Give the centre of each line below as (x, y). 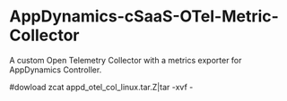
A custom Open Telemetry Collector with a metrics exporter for (126, 60)
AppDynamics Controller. (56, 70)
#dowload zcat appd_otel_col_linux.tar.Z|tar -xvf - (101, 87)
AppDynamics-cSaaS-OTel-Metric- (144, 17)
